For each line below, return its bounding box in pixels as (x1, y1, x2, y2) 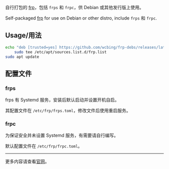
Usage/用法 (5, 31, 42, 40)
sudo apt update (5, 54, 39, 59)
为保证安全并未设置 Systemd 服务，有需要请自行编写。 (5, 132, 119, 138)
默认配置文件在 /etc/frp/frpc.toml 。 (5, 143, 82, 149)
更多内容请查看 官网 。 (5, 158, 49, 164)
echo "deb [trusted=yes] (5, 45, 57, 50)
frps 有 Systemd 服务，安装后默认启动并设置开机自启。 (5, 97, 120, 103)
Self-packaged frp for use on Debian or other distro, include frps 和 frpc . (5, 15, 157, 21)
